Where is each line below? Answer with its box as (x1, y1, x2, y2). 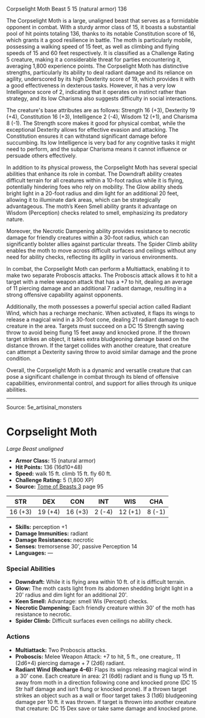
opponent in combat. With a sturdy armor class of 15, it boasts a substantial (6, 24, 196, 31)
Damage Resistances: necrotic (15, 536, 95, 544)
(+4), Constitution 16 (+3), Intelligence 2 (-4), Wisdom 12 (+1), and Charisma (6, 113, 198, 120)
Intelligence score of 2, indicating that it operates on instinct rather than (6, 88, 187, 95)
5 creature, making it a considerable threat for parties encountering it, (6, 56, 182, 63)
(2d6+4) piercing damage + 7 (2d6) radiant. (15, 659, 126, 667)
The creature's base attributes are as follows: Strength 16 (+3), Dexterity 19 (6, 107, 195, 113)
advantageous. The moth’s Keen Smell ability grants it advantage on (6, 203, 178, 210)
